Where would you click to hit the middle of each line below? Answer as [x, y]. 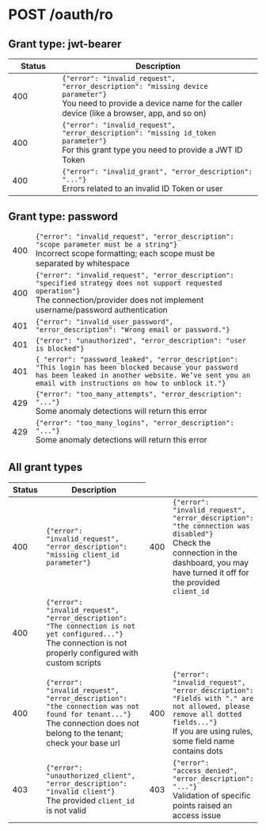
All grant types [46, 467]
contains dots [198, 751]
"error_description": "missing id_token [139, 133]
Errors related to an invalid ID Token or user [142, 188]
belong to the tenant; [85, 733]
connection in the [205, 553]
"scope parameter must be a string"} [106, 244]
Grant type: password [63, 217]
